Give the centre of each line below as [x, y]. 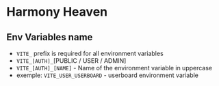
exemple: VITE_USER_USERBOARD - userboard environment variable [107, 75]
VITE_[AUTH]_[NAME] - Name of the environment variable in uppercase [114, 68]
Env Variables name [50, 37]
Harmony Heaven [57, 12]
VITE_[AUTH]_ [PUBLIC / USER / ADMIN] [71, 61]
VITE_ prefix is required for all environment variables [90, 53]
